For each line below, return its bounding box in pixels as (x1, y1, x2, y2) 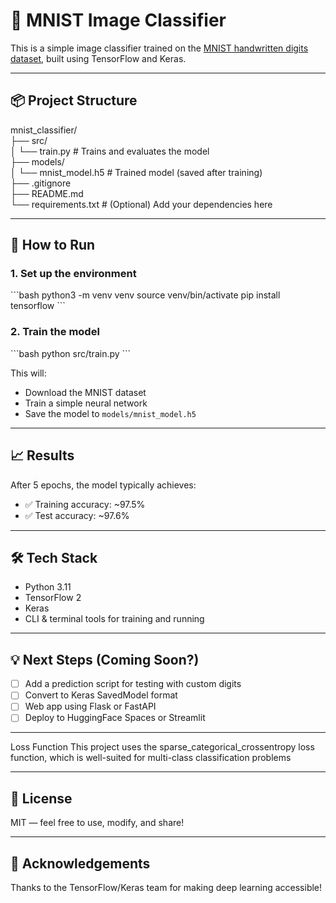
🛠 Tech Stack (10, 549, 98, 566)
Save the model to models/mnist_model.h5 (24, 407, 197, 419)
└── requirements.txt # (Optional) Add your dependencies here (10, 198, 273, 210)
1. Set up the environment (10, 267, 137, 281)
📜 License (10, 790, 73, 807)
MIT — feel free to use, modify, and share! (10, 817, 185, 829)
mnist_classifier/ (10, 124, 78, 136)
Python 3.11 (24, 581, 72, 593)
